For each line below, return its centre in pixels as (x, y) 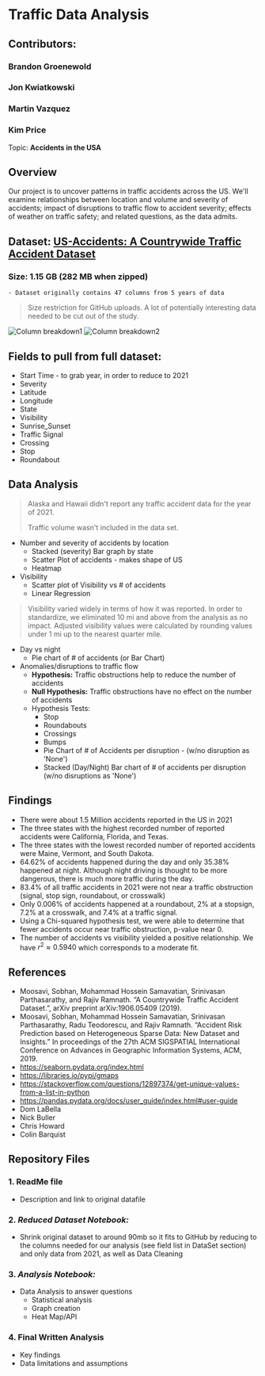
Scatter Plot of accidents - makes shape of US (107, 560)
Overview (33, 172)
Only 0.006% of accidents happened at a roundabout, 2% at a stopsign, (137, 904)
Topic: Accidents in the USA (55, 147)
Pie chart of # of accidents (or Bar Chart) (98, 657)
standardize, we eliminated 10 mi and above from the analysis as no (138, 617)
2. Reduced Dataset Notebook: (68, 1220)
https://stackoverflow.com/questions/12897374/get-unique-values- (129, 1084)
